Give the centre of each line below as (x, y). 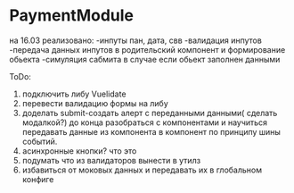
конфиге (38, 179)
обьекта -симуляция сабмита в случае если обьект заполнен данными (145, 59)
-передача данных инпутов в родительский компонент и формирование (147, 49)
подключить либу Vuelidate (74, 94)
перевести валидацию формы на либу (95, 103)
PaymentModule (72, 16)
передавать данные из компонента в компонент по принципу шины (151, 131)
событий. (40, 141)
